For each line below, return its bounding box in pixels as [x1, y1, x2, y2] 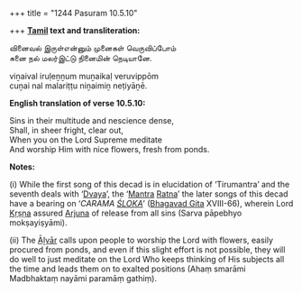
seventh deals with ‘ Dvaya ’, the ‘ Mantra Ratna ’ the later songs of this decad [9, 188, 288, 199]
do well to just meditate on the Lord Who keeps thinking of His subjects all [9, 254, 285, 264]
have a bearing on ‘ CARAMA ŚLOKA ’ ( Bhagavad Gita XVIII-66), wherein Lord [9, 198, 294, 208]
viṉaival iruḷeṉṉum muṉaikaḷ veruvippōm [9, 71, 160, 81]
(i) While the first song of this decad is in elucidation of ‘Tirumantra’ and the [9, 179, 290, 189]
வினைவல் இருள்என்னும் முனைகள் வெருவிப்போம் [9, 42, 177, 53]
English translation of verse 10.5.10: [9, 98, 146, 108]
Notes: [9, 161, 36, 172]
